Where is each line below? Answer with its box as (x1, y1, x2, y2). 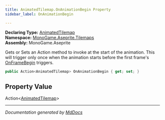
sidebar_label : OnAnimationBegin (5, 12, 74, 17)
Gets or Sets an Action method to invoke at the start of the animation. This (5, 49, 155, 55)
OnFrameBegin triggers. (5, 60, 54, 65)
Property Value (5, 82, 53, 91)
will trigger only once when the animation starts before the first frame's (5, 54, 149, 60)
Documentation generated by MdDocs (5, 109, 82, 115)
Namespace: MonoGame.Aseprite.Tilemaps (5, 35, 94, 40)
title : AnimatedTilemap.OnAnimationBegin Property (5, 7, 111, 12)
